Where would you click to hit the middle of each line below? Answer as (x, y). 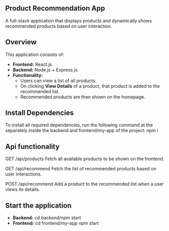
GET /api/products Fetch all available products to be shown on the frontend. (85, 159)
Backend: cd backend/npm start (47, 218)
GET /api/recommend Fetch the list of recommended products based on (81, 169)
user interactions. (24, 174)
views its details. (23, 189)
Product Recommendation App (55, 8)
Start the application (38, 205)
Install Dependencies (39, 113)
